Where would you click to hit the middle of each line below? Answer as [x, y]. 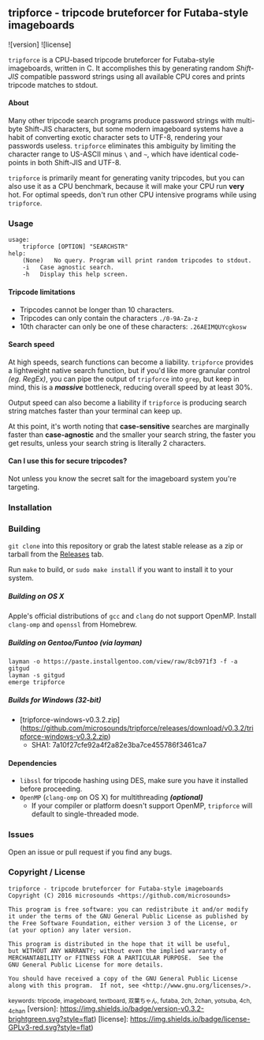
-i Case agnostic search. [68, 268]
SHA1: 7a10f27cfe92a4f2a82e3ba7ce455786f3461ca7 [119, 745]
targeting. [24, 487]
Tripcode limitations [42, 292]
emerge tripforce [37, 683]
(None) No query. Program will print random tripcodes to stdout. [137, 261]
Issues [21, 835]
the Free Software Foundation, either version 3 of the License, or [123, 923]
